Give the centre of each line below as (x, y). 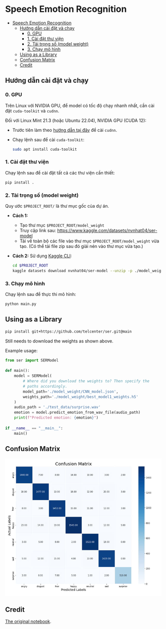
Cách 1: (20, 215)
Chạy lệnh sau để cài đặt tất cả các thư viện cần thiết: (60, 172)
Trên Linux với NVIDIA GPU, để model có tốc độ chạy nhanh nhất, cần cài (80, 106)
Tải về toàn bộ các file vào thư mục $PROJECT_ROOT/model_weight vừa (89, 241)
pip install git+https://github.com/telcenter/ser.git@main (69, 331)
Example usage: (22, 350)
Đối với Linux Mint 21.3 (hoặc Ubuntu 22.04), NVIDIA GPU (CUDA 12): (76, 120)
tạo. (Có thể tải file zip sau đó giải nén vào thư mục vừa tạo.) (82, 246)
